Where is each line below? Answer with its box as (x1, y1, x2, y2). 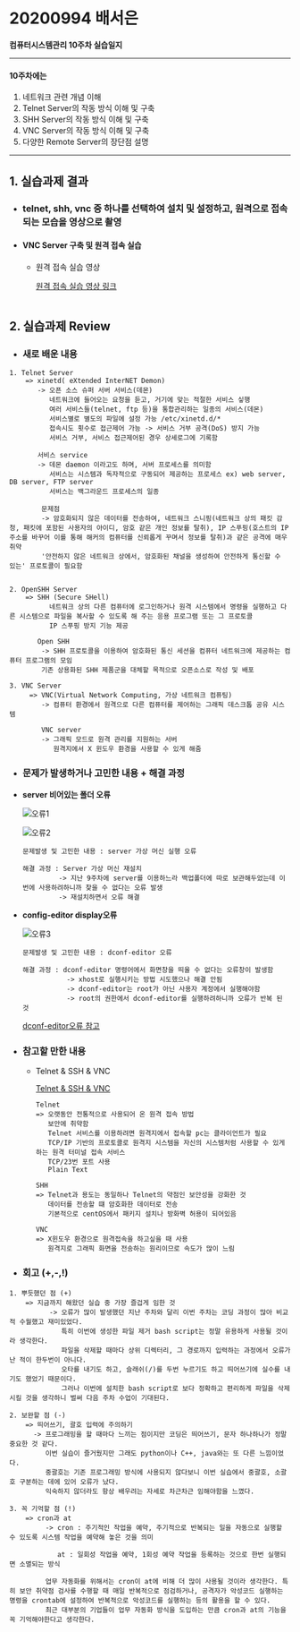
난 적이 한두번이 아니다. (9, 1355, 87, 1365)
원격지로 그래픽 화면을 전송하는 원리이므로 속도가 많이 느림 (47, 1243, 235, 1253)
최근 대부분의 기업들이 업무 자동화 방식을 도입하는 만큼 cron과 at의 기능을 (45, 1606, 287, 1615)
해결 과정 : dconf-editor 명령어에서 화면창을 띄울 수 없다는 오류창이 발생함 (21, 965, 274, 974)
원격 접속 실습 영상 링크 (35, 280, 118, 291)
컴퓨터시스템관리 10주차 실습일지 (9, 39, 123, 50)
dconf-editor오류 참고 (21, 1020, 100, 1030)
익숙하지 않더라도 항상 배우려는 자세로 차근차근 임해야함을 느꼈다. (45, 1487, 254, 1496)
